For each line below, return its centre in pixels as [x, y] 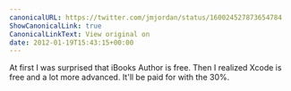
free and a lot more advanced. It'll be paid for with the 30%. [120, 78]
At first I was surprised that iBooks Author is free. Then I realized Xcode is [145, 68]
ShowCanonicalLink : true [56, 26]
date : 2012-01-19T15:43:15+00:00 [72, 42]
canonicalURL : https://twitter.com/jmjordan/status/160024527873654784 [145, 17]
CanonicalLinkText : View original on [80, 34]
